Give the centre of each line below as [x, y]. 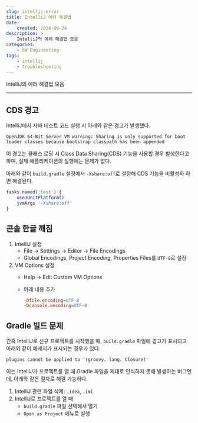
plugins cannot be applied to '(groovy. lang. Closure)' [77, 360]
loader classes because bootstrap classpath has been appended [85, 142]
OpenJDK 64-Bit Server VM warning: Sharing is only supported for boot [96, 137]
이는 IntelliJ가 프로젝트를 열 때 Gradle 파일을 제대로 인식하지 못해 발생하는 [91, 372]
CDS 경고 [23, 110]
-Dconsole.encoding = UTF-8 [55, 306]
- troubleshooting [39, 67]
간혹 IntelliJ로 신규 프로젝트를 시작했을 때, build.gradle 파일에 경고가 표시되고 [97, 341]
